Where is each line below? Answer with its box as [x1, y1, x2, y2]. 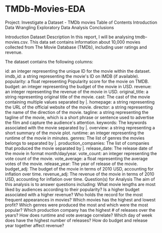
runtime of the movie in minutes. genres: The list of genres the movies [5, 135, 145, 141]
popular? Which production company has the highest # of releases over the [5, 207, 156, 213]
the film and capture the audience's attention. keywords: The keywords [5, 120, 147, 125]
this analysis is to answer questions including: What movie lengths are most [5, 181, 156, 187]
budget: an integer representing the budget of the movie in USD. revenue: [5, 83, 152, 89]
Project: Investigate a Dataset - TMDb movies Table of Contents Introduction [5, 19, 158, 25]
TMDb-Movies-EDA [5, 3, 86, 15]
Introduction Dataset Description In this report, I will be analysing [5, 34, 134, 40]
